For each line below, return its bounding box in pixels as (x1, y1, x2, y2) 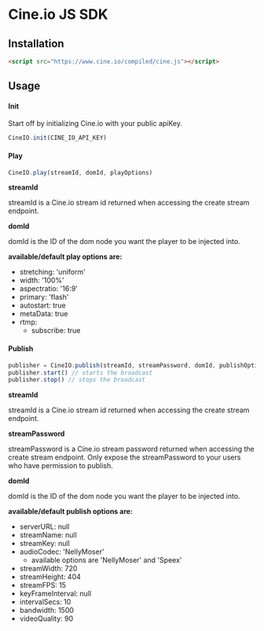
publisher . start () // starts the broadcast (8, 368, 153, 377)
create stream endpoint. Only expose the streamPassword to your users (8, 452, 241, 462)
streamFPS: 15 (19, 581, 67, 590)
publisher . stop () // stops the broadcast (8, 376, 146, 384)
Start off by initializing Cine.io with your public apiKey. (8, 119, 183, 128)
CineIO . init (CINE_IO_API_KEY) (8, 134, 108, 142)
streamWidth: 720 (19, 564, 78, 574)
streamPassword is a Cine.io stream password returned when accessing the (8, 445, 255, 454)
